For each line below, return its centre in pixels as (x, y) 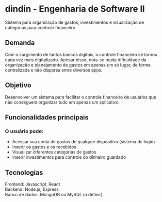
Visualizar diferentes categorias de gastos (54, 152)
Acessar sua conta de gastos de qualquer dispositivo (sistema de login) (83, 142)
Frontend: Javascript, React (33, 184)
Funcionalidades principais (47, 117)
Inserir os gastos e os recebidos (44, 147)
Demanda (20, 43)
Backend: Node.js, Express (32, 189)
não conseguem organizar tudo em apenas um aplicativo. (63, 102)
